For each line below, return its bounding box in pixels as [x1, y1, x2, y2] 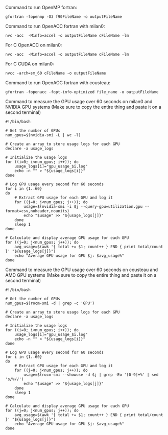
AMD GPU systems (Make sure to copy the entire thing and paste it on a [5, 272, 157, 278]
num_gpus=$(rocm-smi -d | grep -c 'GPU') [5, 301, 95, 306]
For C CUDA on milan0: [5, 61, 54, 67]
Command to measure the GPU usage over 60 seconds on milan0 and [5, 99, 153, 104]
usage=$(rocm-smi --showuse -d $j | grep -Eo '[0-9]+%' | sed [23, 372, 159, 377]
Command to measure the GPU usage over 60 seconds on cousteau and [5, 267, 158, 273]
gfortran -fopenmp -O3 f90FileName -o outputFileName [5, 14, 123, 19]
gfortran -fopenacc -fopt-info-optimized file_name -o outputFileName [5, 89, 159, 94]
